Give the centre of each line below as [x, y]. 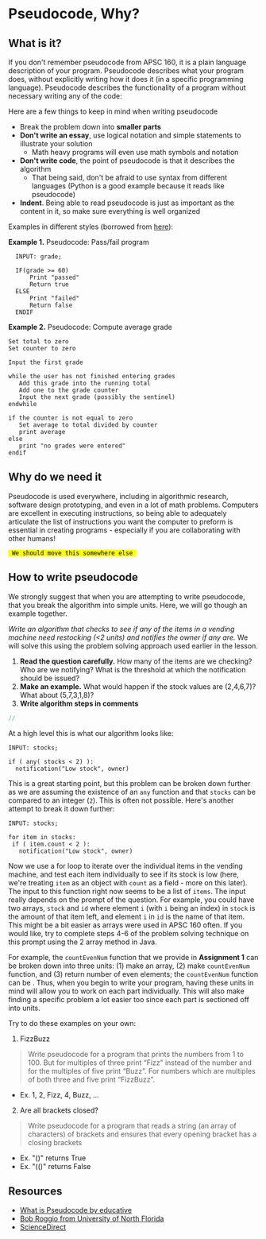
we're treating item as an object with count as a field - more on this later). [128, 882]
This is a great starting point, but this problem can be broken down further [129, 783]
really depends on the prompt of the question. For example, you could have [131, 900]
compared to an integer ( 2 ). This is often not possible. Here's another [121, 800]
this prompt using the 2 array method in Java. [83, 942]
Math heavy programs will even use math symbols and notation [135, 152]
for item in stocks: [42, 837]
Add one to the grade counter [69, 390]
